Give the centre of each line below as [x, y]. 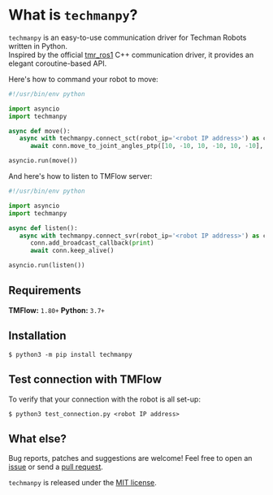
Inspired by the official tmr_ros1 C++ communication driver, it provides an [131, 54]
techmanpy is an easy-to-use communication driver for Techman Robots [128, 37]
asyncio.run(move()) [43, 161]
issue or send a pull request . [56, 467]
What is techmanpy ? [73, 15]
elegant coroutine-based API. [58, 63]
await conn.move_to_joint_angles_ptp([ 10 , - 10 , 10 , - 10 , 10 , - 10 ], [147, 146]
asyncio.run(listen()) [47, 266]
